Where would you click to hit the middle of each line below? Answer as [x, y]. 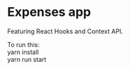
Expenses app [49, 12]
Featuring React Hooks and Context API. [65, 31]
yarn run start [27, 59]
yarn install [23, 52]
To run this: [23, 44]
